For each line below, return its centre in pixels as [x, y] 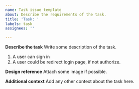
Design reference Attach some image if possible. [56, 72]
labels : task [19, 24]
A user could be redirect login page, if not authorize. [66, 62]
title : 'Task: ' [22, 19]
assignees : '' [20, 28]
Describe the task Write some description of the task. [61, 47]
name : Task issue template [33, 10]
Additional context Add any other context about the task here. [70, 81]
